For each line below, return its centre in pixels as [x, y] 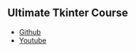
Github [30, 32]
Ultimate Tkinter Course [68, 13]
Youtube [32, 40]
